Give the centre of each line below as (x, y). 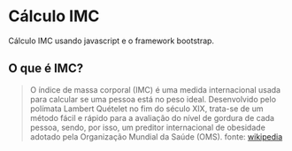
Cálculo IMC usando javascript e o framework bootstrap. (111, 41)
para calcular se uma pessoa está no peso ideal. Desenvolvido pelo (153, 99)
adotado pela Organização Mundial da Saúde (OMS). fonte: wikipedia (156, 136)
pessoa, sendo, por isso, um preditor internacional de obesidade (148, 127)
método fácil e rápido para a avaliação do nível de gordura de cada (152, 117)
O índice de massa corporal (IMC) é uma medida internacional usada (155, 89)
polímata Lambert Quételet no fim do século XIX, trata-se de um (146, 109)
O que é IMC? (46, 68)
